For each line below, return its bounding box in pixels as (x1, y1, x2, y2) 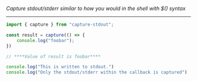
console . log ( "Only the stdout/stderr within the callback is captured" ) (6, 69, 188, 75)
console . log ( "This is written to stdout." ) (6, 64, 114, 70)
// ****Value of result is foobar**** (6, 54, 101, 59)
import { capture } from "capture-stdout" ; (6, 22, 114, 27)
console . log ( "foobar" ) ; (16, 37, 75, 43)
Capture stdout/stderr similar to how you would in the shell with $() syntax (6, 5, 186, 12)
